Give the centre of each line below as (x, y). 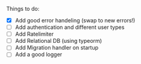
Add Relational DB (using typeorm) (58, 41)
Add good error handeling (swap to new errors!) (75, 20)
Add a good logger (39, 54)
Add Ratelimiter (34, 34)
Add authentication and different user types (70, 27)
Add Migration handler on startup (57, 48)
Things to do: (23, 9)
